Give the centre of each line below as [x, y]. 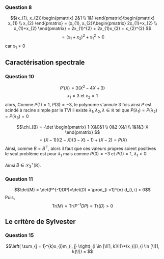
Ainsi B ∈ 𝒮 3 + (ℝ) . [23, 165]
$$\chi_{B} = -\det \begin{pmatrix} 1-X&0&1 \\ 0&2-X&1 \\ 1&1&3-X [82, 127]
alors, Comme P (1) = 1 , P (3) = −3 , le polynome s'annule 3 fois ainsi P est [78, 104]
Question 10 [20, 76]
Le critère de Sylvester [41, 221]
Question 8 [18, 7]
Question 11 [19, 179]
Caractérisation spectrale [45, 62]
